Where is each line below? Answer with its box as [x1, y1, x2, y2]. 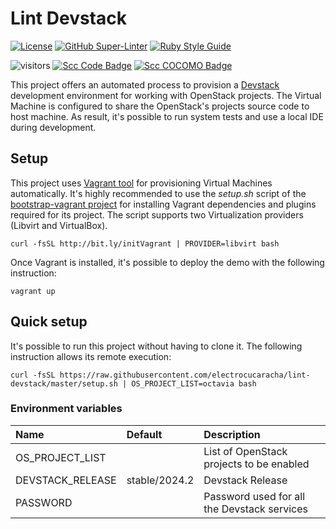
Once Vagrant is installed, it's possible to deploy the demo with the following [10, 256, 325, 268]
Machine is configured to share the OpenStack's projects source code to [10, 100, 310, 112]
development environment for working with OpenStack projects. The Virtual [10, 89, 322, 101]
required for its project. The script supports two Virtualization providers [10, 208, 304, 221]
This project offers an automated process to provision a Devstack [10, 78, 280, 91]
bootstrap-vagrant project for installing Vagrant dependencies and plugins [10, 198, 317, 210]
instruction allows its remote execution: [10, 350, 172, 362]
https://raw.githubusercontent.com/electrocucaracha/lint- [59, 370, 311, 380]
